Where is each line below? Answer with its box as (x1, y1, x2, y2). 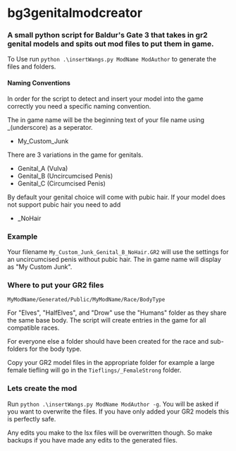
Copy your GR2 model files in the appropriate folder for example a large (7, 359, 215, 367)
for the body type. (29, 344, 82, 354)
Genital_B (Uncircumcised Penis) (17, 172, 113, 180)
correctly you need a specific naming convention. (7, 102, 151, 110)
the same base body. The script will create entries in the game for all (7, 316, 206, 325)
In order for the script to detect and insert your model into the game (7, 94, 204, 103)
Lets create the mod (7, 383, 77, 393)
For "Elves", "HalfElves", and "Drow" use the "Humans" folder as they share (7, 308, 227, 317)
